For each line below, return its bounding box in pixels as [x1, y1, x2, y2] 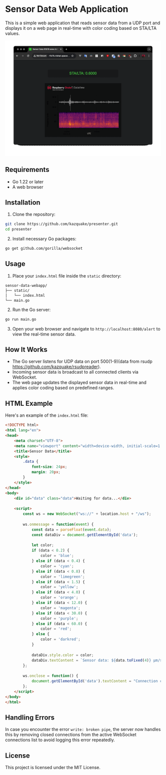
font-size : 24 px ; [31, 464, 68, 469]
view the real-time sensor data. [12, 331, 76, 337]
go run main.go [5, 317, 37, 322]
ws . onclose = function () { [23, 673, 79, 678]
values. [5, 30, 20, 36]
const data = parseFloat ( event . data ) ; [31, 527, 112, 532]
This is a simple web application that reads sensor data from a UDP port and [5, 20, 161, 26]
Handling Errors [5, 713, 55, 721]
